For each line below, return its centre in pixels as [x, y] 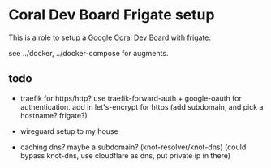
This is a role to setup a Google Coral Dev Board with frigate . [110, 37]
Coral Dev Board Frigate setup [112, 15]
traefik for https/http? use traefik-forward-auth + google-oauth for [131, 98]
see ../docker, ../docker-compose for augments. [88, 53]
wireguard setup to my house [69, 131]
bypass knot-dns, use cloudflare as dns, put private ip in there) [125, 155]
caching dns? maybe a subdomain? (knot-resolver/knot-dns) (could [133, 147]
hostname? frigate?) [54, 115]
